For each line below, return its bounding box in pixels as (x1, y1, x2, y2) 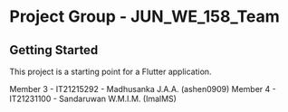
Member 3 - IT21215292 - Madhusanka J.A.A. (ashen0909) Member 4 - (9, 84, 276, 94)
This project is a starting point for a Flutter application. (9, 66, 212, 77)
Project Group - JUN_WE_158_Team (9, 6, 281, 27)
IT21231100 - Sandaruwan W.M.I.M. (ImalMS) (9, 93, 177, 104)
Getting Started (9, 42, 99, 58)
